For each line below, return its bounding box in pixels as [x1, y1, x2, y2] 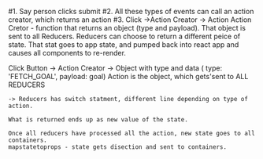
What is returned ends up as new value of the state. [8, 116, 189, 124]
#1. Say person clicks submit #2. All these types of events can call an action [8, 7, 254, 16]
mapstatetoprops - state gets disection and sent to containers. [8, 143, 227, 151]
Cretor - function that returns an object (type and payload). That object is [8, 23, 246, 32]
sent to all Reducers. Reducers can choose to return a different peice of [8, 31, 241, 41]
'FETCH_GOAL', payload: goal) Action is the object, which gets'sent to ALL [8, 72, 249, 81]
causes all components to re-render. [8, 49, 126, 57]
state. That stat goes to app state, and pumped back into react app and [8, 40, 239, 49]
